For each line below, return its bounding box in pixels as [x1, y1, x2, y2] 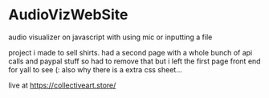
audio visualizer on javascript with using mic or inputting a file [8, 32, 213, 42]
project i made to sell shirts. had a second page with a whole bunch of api [8, 47, 253, 57]
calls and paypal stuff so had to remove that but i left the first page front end [8, 56, 261, 66]
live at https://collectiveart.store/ [8, 80, 116, 90]
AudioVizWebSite [8, 6, 128, 24]
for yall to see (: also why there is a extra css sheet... [8, 64, 183, 74]
